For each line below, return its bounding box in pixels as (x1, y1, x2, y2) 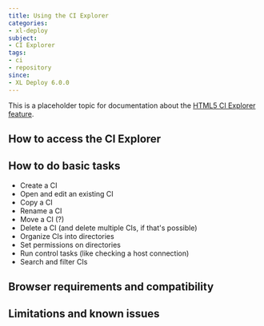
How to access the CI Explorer (8, 132, 162, 145)
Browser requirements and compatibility (8, 280, 214, 294)
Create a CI (19, 181, 58, 190)
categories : (8, 19, 48, 27)
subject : (8, 34, 38, 42)
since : (8, 71, 30, 79)
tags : (8, 49, 26, 57)
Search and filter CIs (19, 256, 88, 266)
